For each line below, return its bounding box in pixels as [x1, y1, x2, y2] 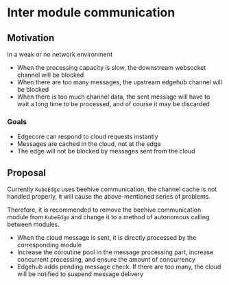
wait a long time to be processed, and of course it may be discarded [16, 100, 210, 108]
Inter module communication [7, 5, 176, 21]
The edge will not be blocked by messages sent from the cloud [16, 147, 195, 156]
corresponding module [16, 241, 82, 249]
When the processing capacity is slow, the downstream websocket [16, 64, 206, 71]
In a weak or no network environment [7, 50, 113, 58]
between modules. [7, 221, 60, 229]
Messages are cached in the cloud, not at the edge [16, 140, 161, 148]
